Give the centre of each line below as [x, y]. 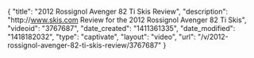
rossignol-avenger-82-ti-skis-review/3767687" [85, 45]
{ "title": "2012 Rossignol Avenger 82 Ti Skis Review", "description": [118, 12]
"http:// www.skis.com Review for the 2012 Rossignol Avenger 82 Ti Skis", [127, 20]
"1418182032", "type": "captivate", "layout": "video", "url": [102, 37]
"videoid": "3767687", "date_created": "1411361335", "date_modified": [121, 28]
